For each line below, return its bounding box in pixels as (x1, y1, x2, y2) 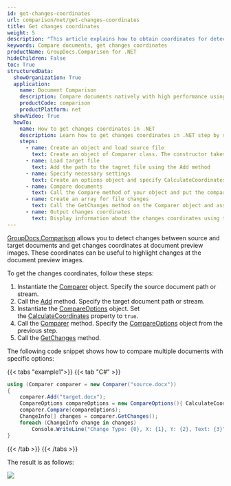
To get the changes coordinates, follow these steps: (7, 269, 154, 277)
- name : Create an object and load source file (25, 145, 165, 151)
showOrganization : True (13, 74, 81, 81)
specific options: (7, 354, 55, 362)
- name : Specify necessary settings (25, 170, 131, 177)
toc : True (7, 61, 36, 68)
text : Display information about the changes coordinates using (32, 215, 220, 222)
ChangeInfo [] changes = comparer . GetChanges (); (19, 413, 158, 420)
